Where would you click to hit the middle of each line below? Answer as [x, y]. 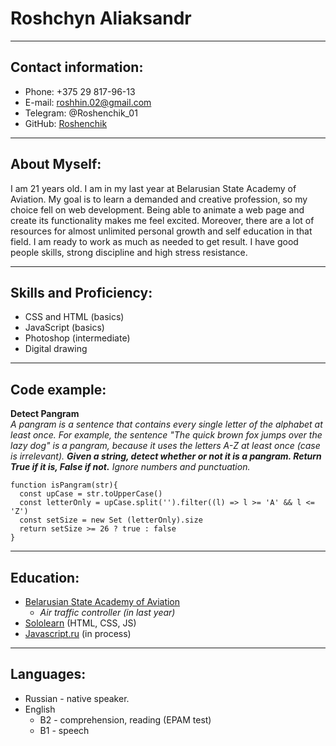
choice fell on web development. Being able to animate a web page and [157, 209]
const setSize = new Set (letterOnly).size [111, 520]
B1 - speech [64, 730]
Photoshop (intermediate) [77, 338]
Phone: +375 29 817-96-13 [80, 91]
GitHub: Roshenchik [66, 123]
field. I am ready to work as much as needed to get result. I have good [154, 241]
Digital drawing [56, 349]
